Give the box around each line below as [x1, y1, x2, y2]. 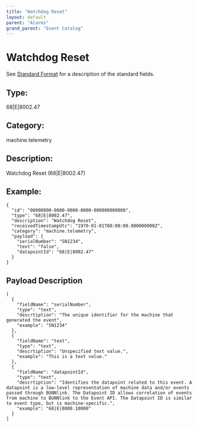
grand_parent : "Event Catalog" [6, 25, 84, 31]
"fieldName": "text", [17, 338, 70, 344]
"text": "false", [17, 244, 60, 250]
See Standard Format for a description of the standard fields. [6, 71, 155, 78]
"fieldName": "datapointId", [17, 369, 89, 375]
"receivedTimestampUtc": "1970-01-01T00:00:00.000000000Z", [11, 223, 163, 229]
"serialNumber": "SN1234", [17, 239, 84, 245]
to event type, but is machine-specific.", [6, 400, 116, 407]
